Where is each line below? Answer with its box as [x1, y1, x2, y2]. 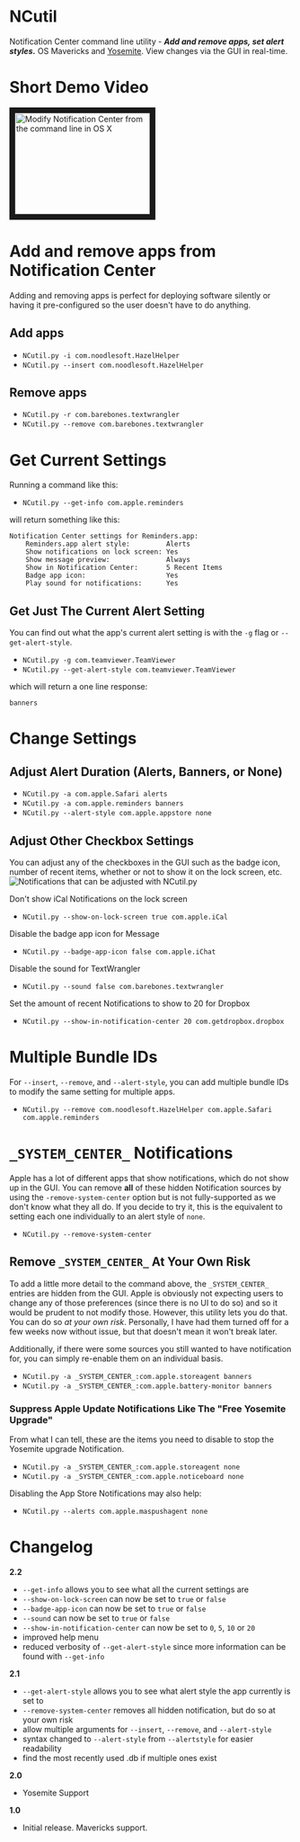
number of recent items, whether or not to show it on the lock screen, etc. [9, 867, 283, 877]
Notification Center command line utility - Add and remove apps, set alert [9, 36, 285, 47]
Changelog [9, 1537, 93, 1557]
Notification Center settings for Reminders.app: [9, 532, 199, 541]
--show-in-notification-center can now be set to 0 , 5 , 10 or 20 [22, 1622, 256, 1633]
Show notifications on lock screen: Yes [25, 547, 179, 556]
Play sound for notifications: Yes [25, 579, 179, 588]
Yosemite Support [22, 1787, 90, 1798]
